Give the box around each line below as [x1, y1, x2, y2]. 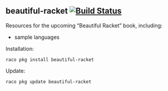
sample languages [14, 34, 60, 41]
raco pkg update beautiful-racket [5, 78, 92, 84]
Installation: [5, 45, 34, 52]
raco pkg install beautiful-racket [5, 56, 94, 63]
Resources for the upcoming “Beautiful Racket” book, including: [5, 22, 163, 29]
